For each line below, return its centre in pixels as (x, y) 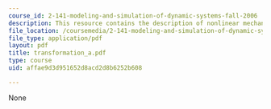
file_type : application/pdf (56, 38)
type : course (30, 61)
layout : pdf (28, 46)
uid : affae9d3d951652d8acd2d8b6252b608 (75, 68)
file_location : (34, 30)
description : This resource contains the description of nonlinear (124, 23)
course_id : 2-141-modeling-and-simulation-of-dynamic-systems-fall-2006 (133, 16)
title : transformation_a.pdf (57, 53)
